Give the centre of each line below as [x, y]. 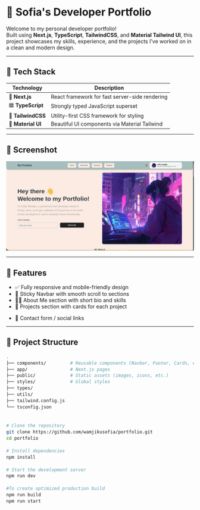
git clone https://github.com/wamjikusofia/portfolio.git [79, 432]
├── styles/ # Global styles [58, 382]
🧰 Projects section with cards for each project [71, 306]
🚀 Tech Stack [31, 72]
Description [109, 88]
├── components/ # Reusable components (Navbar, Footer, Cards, [98, 363]
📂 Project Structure [42, 342]
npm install [21, 457]
